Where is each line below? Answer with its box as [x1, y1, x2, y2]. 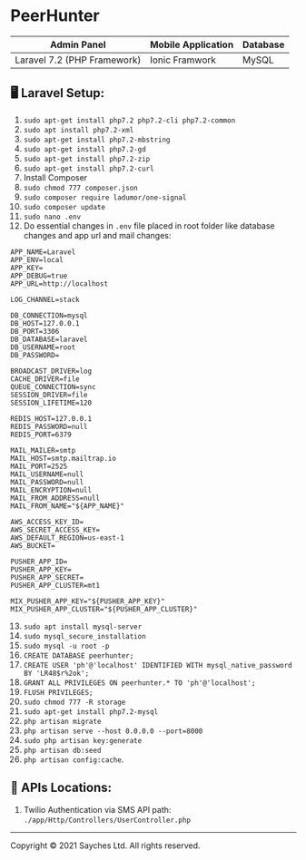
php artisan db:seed [23, 746, 102, 755]
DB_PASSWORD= [10, 350, 60, 359]
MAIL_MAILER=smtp [10, 445, 76, 454]
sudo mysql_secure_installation [23, 631, 146, 640]
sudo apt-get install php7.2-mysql [23, 707, 159, 717]
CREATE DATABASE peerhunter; [23, 650, 134, 660]
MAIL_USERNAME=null [10, 469, 84, 479]
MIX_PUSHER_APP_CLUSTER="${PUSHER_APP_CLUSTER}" [10, 604, 198, 613]
